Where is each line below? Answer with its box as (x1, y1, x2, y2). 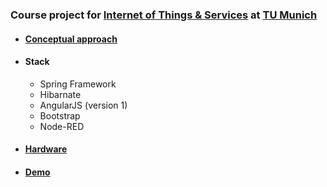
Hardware (24, 143, 68, 155)
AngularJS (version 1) (39, 99, 128, 111)
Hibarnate (39, 88, 82, 100)
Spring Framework (39, 78, 117, 90)
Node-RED (39, 120, 85, 132)
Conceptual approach (24, 33, 118, 45)
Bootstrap (39, 109, 81, 122)
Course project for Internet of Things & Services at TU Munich (10, 8, 318, 22)
